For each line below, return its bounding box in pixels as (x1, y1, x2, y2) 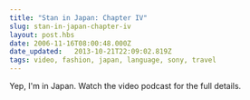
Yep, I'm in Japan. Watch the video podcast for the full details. (9, 81, 242, 91)
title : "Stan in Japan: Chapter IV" (9, 13, 148, 23)
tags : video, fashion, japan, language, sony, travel (9, 55, 217, 65)
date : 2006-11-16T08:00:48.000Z (9, 38, 131, 48)
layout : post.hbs (9, 30, 75, 39)
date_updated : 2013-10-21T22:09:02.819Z (9, 47, 172, 56)
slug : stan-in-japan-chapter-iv (9, 22, 131, 31)
